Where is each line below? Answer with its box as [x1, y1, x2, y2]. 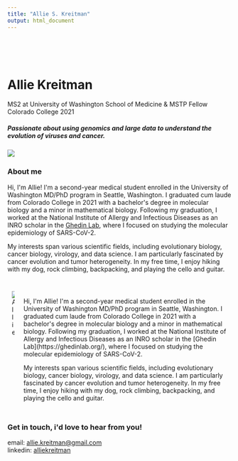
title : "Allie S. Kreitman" [7, 10, 91, 18]
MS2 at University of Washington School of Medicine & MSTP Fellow [7, 100, 208, 109]
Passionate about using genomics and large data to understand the [7, 124, 212, 132]
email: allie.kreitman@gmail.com [7, 438, 102, 447]
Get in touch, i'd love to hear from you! [7, 422, 142, 432]
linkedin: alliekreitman [7, 446, 71, 454]
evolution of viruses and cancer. [7, 132, 105, 140]
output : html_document [7, 17, 75, 24]
